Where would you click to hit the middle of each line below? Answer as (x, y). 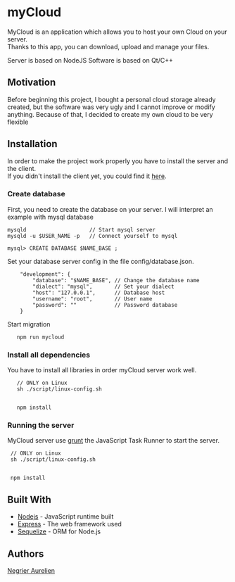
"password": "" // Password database (105, 305)
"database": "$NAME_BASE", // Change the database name (116, 280)
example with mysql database (50, 217)
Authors (26, 553)
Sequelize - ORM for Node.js (59, 531)
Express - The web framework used (69, 524)
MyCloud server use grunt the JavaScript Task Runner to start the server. (114, 441)
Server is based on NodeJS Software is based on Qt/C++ (90, 60)
